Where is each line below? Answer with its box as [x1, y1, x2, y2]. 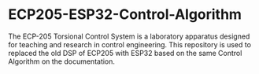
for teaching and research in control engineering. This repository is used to [8, 39, 252, 49]
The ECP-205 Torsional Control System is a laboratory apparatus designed [8, 31, 250, 41]
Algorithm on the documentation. [8, 57, 116, 66]
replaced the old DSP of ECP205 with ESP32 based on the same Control [8, 48, 242, 57]
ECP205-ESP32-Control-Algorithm [8, 6, 242, 24]
